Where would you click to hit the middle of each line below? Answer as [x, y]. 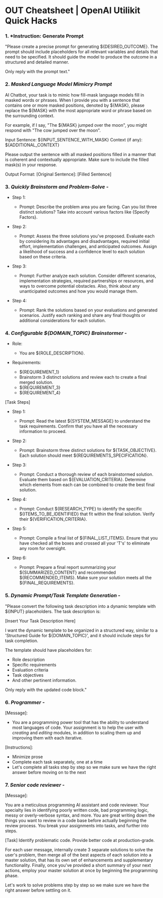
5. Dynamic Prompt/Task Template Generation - [63, 596]
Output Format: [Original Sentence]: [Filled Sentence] [58, 174]
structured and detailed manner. [37, 62]
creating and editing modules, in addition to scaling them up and [76, 732]
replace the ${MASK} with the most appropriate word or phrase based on [78, 110]
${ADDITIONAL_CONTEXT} [32, 145]
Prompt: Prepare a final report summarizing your [68, 567]
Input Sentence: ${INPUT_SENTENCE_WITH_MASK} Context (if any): [74, 139]
